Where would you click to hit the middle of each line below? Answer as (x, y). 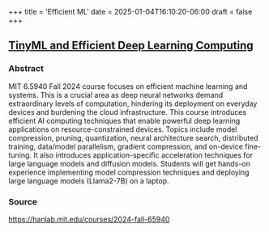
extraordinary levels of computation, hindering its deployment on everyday (133, 103)
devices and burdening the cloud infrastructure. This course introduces (128, 112)
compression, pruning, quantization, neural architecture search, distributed (133, 137)
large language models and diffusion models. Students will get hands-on (130, 163)
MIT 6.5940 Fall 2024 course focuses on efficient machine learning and (128, 86)
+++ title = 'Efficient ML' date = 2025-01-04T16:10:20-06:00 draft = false (130, 12)
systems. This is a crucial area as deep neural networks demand (116, 95)
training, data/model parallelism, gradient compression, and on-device (126, 146)
